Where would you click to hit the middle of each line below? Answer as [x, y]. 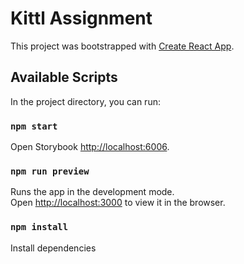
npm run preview [50, 171]
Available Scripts [64, 77]
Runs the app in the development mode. [92, 192]
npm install [39, 227]
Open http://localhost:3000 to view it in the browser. [118, 203]
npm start [34, 126]
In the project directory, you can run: [85, 101]
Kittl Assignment [81, 18]
